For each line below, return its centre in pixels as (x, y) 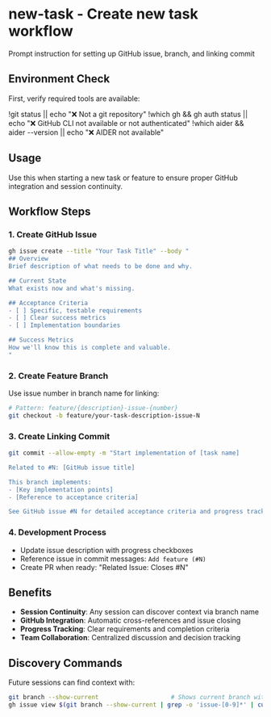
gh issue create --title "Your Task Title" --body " (99, 251)
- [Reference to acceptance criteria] (73, 497)
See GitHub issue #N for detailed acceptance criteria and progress (126, 512)
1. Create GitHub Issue (53, 234)
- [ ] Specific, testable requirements (75, 310)
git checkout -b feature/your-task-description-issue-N (104, 415)
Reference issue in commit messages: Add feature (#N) (113, 559)
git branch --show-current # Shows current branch (129, 698)
